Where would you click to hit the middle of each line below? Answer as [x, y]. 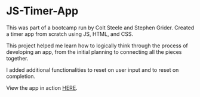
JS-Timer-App [42, 11]
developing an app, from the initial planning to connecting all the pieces [94, 51]
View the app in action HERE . [42, 87]
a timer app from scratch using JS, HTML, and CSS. [70, 34]
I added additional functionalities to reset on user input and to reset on [93, 69]
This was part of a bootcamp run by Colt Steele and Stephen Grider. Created [100, 28]
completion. [21, 76]
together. [17, 58]
